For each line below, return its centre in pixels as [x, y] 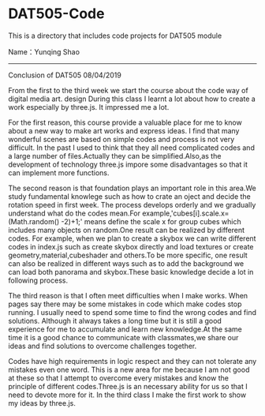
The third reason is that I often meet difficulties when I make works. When [128, 295]
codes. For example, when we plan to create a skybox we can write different [132, 238]
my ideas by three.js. [42, 403]
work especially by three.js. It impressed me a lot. [89, 107]
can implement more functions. [59, 172]
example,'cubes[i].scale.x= [185, 213]
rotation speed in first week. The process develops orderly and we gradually [132, 204]
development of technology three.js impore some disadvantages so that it [128, 164]
